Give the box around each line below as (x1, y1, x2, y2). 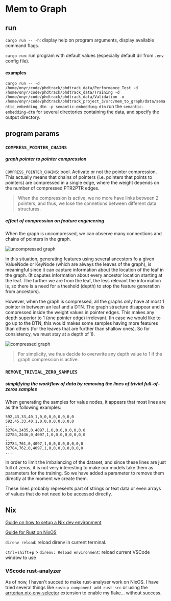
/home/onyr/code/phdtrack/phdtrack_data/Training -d (5, 90, 120, 95)
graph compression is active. (17, 357, 79, 363)
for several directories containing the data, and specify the (36, 109, 160, 115)
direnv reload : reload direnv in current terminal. (5, 539, 107, 546)
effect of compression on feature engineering (5, 218, 105, 224)
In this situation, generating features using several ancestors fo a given (5, 256, 155, 262)
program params (5, 129, 60, 138)
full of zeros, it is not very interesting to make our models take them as (5, 465, 154, 471)
